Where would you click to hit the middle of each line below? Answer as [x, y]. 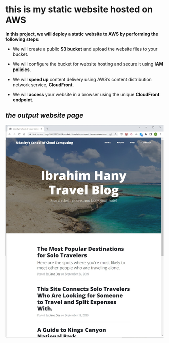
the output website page [45, 116]
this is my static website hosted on [79, 9]
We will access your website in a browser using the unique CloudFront [86, 94]
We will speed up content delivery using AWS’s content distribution [82, 79]
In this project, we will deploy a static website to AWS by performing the [82, 34]
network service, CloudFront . [43, 85]
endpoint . [23, 100]
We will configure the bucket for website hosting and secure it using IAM [88, 64]
